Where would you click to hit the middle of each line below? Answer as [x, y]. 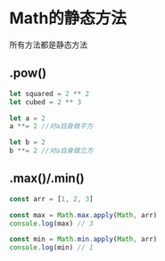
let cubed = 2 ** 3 [45, 102]
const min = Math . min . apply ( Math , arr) [83, 240]
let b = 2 [28, 143]
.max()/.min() [47, 179]
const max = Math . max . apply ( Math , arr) [83, 215]
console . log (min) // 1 [51, 248]
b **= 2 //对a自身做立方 [51, 151]
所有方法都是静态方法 [48, 45]
